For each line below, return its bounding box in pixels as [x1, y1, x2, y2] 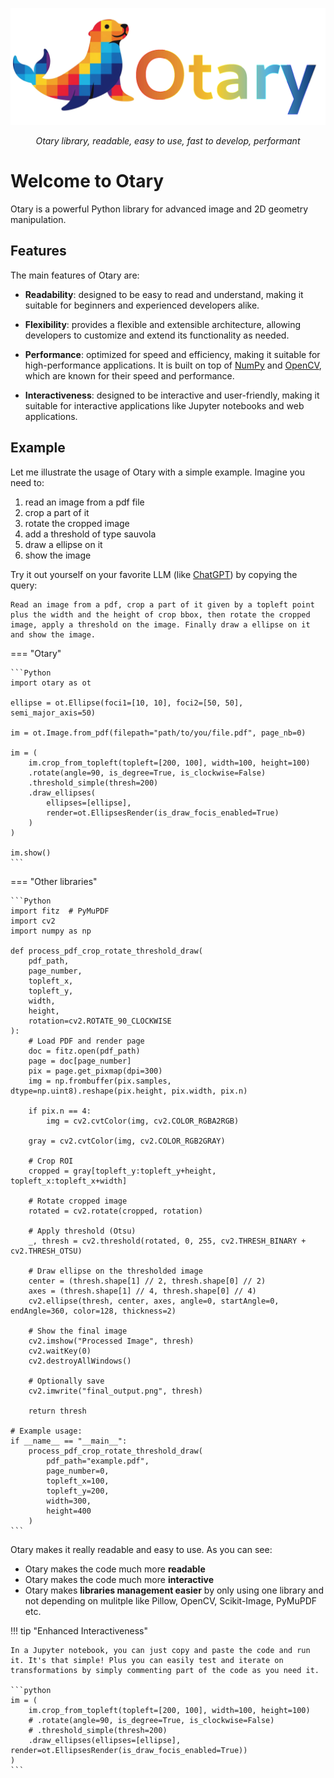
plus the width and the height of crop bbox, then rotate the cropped [10, 609, 311, 620]
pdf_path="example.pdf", [46, 1456, 150, 1466]
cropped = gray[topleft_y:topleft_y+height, [28, 1166, 217, 1176]
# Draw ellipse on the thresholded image [28, 1266, 203, 1276]
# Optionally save [28, 1376, 105, 1386]
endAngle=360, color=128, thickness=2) [10, 1306, 177, 1316]
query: [10, 579, 38, 591]
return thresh [28, 1406, 87, 1416]
